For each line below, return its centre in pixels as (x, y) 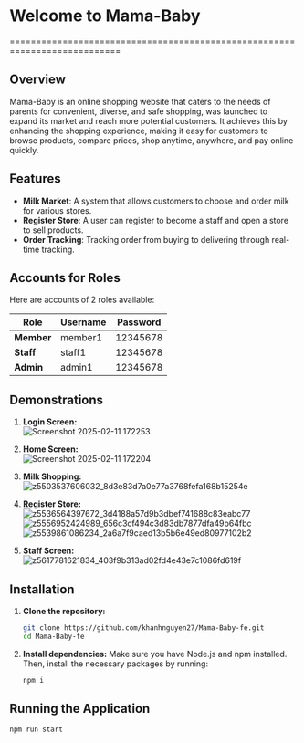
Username (84, 322)
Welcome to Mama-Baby (105, 16)
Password (139, 322)
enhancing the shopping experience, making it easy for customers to (139, 131)
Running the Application (80, 709)
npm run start (37, 730)
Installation (42, 589)
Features (35, 179)
